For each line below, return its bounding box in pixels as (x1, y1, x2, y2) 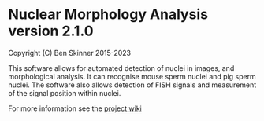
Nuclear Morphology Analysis (8, 5, 209, 24)
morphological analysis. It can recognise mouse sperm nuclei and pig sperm (8, 71, 256, 81)
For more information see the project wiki (8, 104, 142, 113)
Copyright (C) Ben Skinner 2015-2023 (8, 48, 132, 57)
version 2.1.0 (8, 22, 94, 40)
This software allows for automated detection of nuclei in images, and (8, 63, 235, 72)
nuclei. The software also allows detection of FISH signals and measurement (8, 80, 257, 90)
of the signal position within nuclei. (8, 88, 121, 97)
